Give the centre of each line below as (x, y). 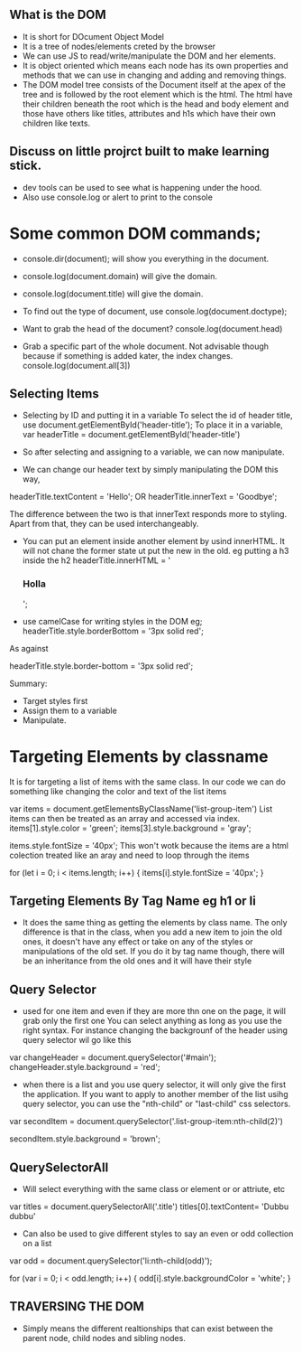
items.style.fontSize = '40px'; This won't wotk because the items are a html (149, 845)
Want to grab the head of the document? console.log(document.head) (152, 328)
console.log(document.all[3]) (76, 365)
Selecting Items (54, 394)
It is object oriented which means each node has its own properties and (155, 65)
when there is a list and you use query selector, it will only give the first (154, 1084)
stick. (26, 166)
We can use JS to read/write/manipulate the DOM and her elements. (149, 56)
